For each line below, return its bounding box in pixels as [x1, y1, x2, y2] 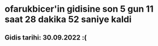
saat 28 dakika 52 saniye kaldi [4, 14, 132, 25]
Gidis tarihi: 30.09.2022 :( [4, 33, 87, 42]
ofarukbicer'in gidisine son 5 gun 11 [4, 3, 154, 15]
